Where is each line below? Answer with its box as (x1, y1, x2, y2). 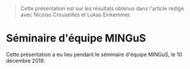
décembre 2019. (6, 57, 46, 64)
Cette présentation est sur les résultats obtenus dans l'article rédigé (20, 5, 184, 12)
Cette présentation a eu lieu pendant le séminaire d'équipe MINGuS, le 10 (6, 51, 182, 58)
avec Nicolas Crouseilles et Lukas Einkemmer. (20, 11, 132, 18)
